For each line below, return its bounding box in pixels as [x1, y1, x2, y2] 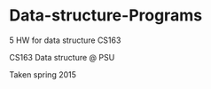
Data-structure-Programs [9, 5, 202, 26]
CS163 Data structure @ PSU [9, 52, 115, 62]
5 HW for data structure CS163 [9, 35, 121, 45]
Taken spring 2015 [9, 69, 77, 80]
